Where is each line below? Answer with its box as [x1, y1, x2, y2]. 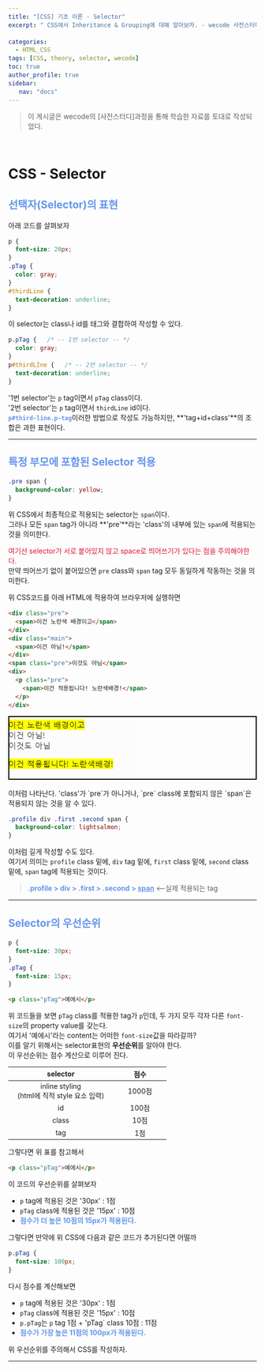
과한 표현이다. [22, 423, 65, 432]
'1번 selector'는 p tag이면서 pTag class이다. [8, 393, 144, 402]
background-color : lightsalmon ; [15, 823, 122, 831]
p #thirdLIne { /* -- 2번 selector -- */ [8, 361, 148, 369]
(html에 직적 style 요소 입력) [17, 1090, 105, 1100]
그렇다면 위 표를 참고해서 [8, 1147, 84, 1157]
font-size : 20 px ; [15, 246, 73, 254]
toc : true [8, 63, 41, 71]
